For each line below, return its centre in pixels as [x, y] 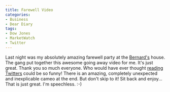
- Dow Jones [18, 33]
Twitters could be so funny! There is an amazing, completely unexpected [81, 73]
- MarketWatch [20, 38]
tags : [11, 29]
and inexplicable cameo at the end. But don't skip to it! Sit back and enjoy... [84, 78]
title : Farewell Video [29, 10]
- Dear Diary [19, 24]
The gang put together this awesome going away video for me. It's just [79, 62]
